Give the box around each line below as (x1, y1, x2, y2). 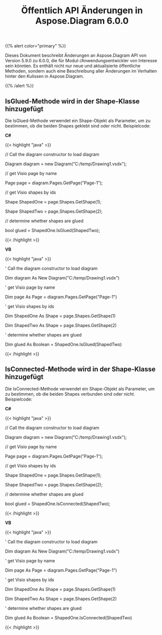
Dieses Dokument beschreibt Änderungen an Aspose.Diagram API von (5, 52, 147, 58)
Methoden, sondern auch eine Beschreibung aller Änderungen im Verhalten (5, 68, 157, 74)
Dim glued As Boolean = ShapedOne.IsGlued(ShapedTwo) (5, 341, 122, 347)
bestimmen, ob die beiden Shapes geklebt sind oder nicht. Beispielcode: (5, 123, 151, 128)
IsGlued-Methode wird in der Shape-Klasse (5, 97, 140, 105)
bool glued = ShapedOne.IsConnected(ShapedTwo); (5, 501, 111, 507)
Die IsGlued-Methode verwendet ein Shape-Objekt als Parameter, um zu (5, 118, 151, 124)
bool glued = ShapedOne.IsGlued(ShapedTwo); (5, 228, 100, 233)
